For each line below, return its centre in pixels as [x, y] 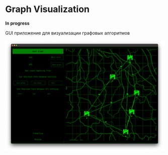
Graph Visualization [47, 9]
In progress [17, 23]
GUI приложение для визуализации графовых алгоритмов [67, 33]
